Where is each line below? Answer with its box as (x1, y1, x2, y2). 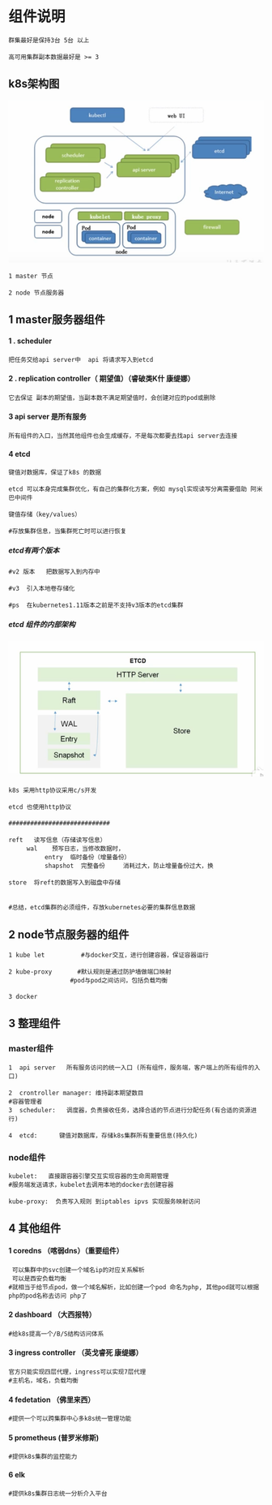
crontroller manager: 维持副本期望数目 (19, 1089, 144, 1097)
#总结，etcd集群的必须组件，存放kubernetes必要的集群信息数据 (8, 904, 196, 912)
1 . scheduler (8, 336, 53, 346)
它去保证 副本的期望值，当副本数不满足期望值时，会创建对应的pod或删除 (8, 393, 216, 402)
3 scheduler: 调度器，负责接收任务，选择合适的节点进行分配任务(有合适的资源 (8, 1106, 251, 1114)
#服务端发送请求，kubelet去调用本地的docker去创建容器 (8, 1180, 174, 1189)
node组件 (8, 1151, 46, 1163)
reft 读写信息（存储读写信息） (8, 836, 107, 845)
